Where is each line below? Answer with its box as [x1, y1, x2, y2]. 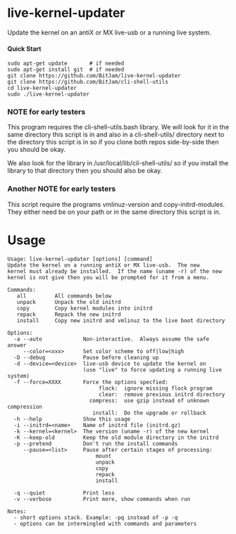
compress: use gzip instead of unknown [89, 397, 210, 404]
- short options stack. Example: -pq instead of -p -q [13, 514, 178, 521]
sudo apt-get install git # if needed [7, 66, 125, 73]
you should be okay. [7, 146, 66, 154]
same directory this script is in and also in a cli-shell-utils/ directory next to [7, 130, 225, 139]
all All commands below [16, 292, 112, 300]
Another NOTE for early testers [7, 184, 116, 194]
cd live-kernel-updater [7, 84, 77, 92]
